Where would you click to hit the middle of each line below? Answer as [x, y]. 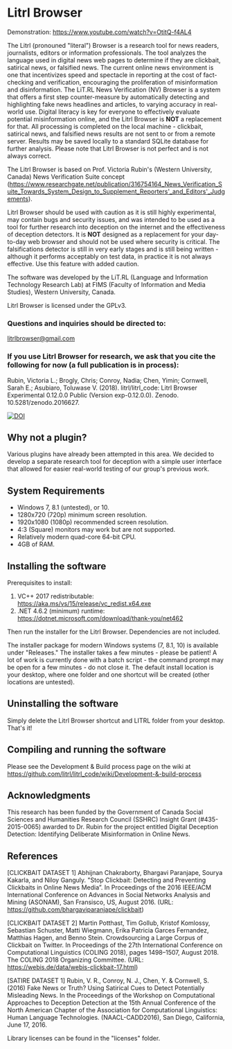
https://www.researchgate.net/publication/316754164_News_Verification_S [116, 184]
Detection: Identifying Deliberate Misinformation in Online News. [99, 834]
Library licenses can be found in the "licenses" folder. [84, 1039]
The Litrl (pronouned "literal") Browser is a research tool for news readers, [113, 45]
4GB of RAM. [36, 544]
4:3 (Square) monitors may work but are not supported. [96, 530]
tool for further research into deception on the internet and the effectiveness [116, 227]
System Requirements [56, 491]
